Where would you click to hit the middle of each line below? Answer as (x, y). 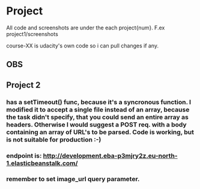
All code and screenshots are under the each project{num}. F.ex (86, 28)
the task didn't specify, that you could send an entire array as (98, 117)
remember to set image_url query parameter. (73, 179)
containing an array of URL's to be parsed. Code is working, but (100, 132)
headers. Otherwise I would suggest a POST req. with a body (97, 124)
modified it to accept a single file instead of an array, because (98, 109)
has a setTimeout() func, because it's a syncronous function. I (98, 102)
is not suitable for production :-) (54, 139)
